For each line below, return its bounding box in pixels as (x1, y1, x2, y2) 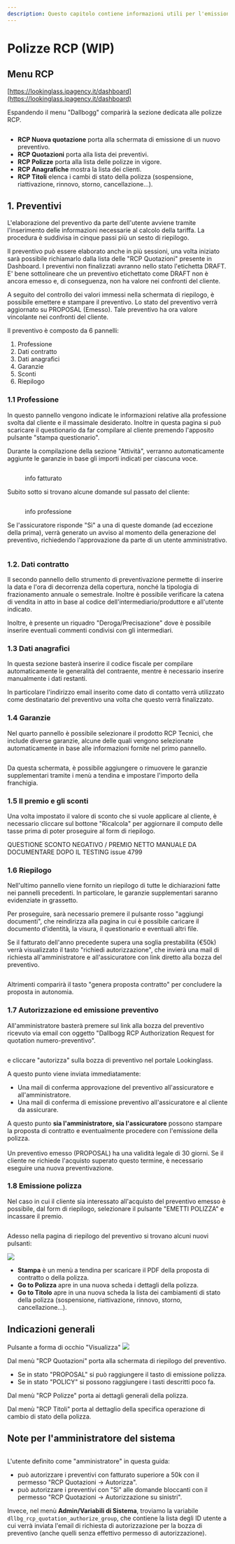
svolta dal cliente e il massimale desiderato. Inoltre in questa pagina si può (7, 418, 222, 426)
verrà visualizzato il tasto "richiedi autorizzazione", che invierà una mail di (7, 946, 220, 954)
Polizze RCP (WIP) (7, 40, 115, 56)
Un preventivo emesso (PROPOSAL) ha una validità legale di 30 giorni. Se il (7, 1149, 224, 1157)
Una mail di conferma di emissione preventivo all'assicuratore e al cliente (17, 1098, 228, 1106)
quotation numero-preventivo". (7, 1036, 96, 1045)
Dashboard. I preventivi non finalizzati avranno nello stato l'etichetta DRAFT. (7, 262, 227, 271)
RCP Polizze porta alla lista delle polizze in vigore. (17, 157, 162, 165)
